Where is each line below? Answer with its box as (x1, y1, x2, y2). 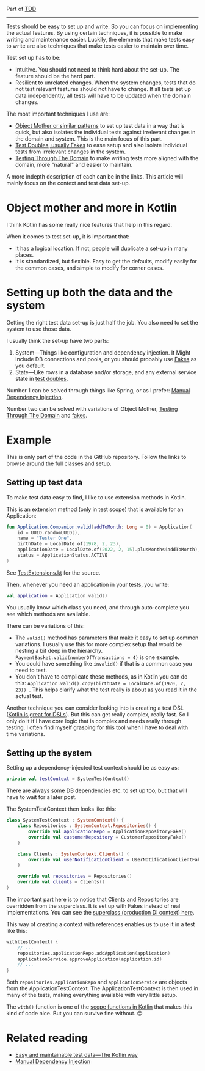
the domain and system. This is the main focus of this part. (15, 135, 163, 142)
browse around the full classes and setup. (6, 460, 112, 467)
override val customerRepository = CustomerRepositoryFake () (28, 834, 187, 840)
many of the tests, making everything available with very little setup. (6, 992, 178, 999)
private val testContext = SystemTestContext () (6, 776, 130, 782)
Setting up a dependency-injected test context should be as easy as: (6, 764, 179, 771)
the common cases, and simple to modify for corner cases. (15, 264, 164, 271)
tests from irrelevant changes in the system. (15, 148, 126, 155)
